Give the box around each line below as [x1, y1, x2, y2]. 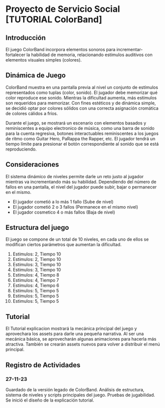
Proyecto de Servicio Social [5, 3, 120, 15]
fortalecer [5, 52, 26, 58]
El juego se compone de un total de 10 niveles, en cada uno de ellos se [5, 236, 149, 242]
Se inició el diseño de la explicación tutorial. [5, 397, 94, 403]
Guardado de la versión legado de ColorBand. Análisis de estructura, [5, 386, 144, 392]
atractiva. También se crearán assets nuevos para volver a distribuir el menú [5, 341, 160, 347]
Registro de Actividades [5, 361, 81, 369]
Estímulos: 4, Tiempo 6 [12, 282, 59, 288]
